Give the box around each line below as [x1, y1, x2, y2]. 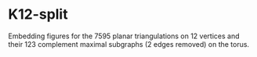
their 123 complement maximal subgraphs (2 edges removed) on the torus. [8, 39, 249, 48]
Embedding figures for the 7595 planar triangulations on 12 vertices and [8, 31, 240, 41]
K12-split [8, 5, 68, 23]
